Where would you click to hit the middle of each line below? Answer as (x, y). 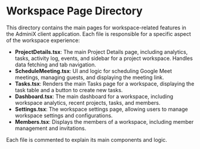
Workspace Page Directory (75, 11)
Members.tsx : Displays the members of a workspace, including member (104, 121)
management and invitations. (50, 128)
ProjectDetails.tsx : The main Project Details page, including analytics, (101, 51)
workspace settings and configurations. (64, 115)
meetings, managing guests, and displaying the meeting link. (89, 77)
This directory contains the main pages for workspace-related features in (96, 28)
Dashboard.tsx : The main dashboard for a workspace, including (94, 96)
